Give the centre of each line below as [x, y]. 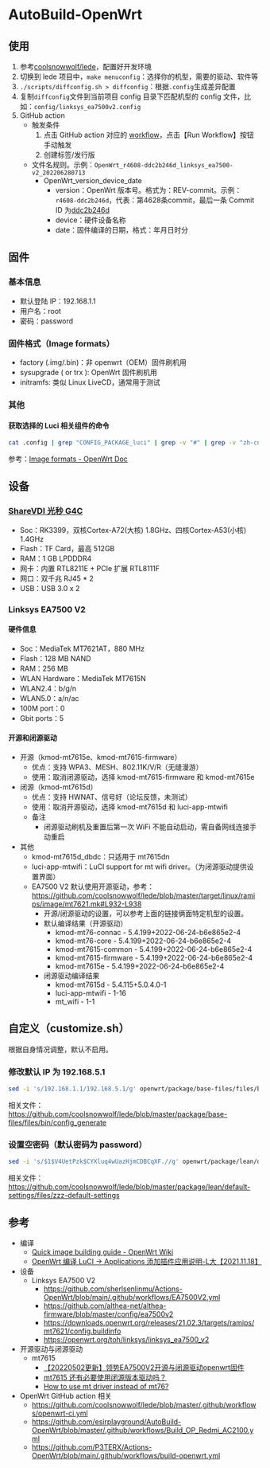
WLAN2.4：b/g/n [48, 688]
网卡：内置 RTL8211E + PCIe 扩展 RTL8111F [90, 568]
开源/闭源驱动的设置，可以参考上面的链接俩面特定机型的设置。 [146, 913]
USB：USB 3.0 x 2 [50, 588]
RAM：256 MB [44, 668]
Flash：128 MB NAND [55, 658]
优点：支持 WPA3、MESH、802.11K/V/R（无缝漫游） [117, 767]
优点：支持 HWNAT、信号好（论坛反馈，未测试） [112, 797]
